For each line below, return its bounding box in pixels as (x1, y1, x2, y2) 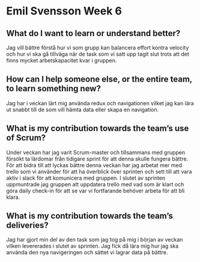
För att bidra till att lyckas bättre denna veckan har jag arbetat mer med (6, 161, 182, 169)
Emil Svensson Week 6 (6, 4, 122, 18)
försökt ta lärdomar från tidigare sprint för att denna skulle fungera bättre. (6, 155, 189, 162)
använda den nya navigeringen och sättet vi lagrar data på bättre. (6, 249, 168, 256)
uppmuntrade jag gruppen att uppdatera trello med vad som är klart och (6, 180, 184, 187)
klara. (6, 193, 20, 201)
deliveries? (6, 221, 49, 231)
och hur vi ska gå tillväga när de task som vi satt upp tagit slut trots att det (6, 50, 189, 58)
